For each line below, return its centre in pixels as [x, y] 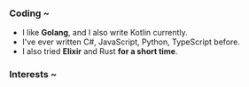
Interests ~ [33, 75]
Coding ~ [30, 13]
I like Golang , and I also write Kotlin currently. [105, 33]
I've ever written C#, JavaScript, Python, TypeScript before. [131, 42]
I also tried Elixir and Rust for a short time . [100, 51]
